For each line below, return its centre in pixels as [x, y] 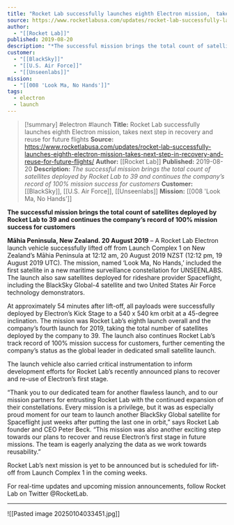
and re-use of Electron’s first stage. [58, 378]
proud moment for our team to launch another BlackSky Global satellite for [114, 414]
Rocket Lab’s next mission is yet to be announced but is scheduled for [107, 465]
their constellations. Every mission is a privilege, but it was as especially [110, 407]
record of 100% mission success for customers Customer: [109, 184]
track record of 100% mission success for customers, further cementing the [116, 343]
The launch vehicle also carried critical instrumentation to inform [100, 364]
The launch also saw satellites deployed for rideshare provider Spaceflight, [115, 277]
